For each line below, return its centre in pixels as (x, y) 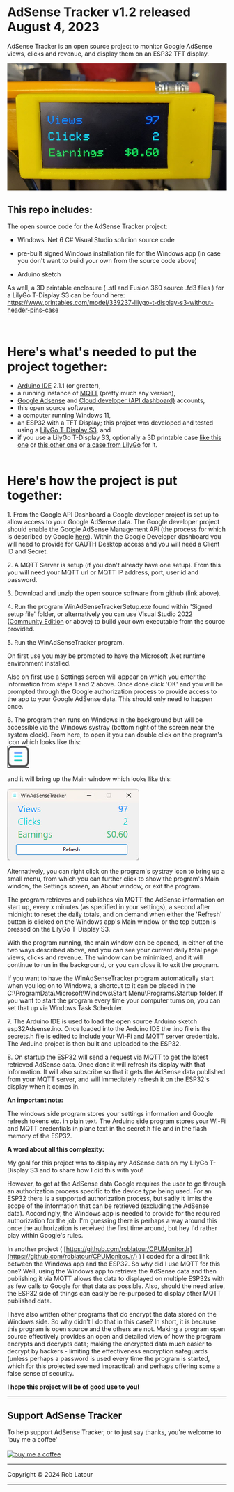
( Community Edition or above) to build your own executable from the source (116, 622)
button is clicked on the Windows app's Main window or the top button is (112, 922)
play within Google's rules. (45, 1236)
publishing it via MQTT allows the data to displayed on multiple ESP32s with (116, 1279)
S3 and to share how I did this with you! (87, 1170)
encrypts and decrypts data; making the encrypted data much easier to (110, 1344)
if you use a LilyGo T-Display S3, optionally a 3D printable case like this (119, 438)
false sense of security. (41, 1374)
